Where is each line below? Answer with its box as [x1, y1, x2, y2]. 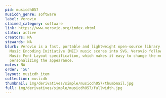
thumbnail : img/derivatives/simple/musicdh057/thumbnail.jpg [5, 81, 134, 86]
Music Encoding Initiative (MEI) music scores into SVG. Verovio [9, 49, 147, 53]
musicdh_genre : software [5, 12, 56, 17]
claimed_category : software [5, 21, 63, 26]
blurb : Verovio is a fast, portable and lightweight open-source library [5, 44, 161, 49]
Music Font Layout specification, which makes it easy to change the [9, 53, 156, 58]
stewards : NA [5, 40, 32, 45]
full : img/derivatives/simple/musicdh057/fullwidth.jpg [5, 85, 123, 91]
